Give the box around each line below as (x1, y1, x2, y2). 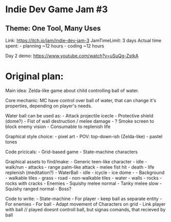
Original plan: (5, 70, 64, 82)
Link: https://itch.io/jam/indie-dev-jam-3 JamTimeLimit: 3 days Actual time (5, 37, 162, 43)
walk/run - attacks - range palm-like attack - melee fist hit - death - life (5, 164, 155, 170)
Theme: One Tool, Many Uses (5, 24, 101, 33)
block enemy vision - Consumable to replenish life (5, 124, 111, 130)
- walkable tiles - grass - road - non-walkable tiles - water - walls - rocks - (5, 175, 162, 181)
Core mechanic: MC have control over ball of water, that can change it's (5, 97, 157, 103)
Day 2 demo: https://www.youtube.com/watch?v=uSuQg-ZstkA (5, 53, 139, 59)
